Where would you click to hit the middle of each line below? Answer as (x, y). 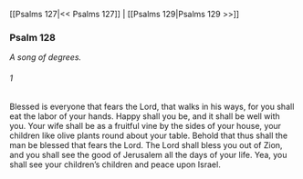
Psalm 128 (33, 37)
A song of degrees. (46, 57)
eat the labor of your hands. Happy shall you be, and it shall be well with (145, 116)
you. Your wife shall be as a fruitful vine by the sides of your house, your (145, 125)
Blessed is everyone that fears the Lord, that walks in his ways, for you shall (152, 106)
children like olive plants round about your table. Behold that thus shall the (149, 135)
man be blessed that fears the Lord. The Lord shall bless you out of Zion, (146, 144)
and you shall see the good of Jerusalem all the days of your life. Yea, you (148, 154)
